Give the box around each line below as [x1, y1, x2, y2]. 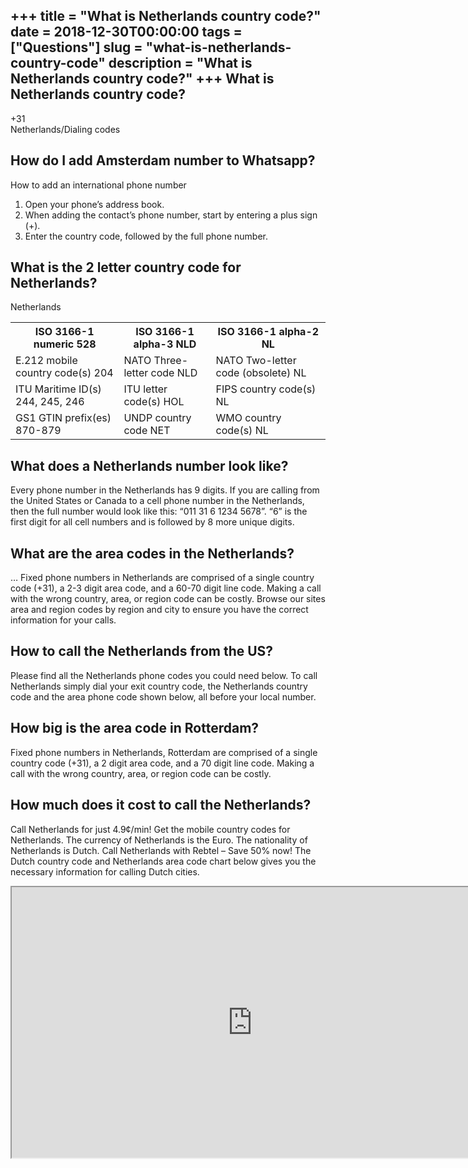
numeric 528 [33, 337, 97, 351]
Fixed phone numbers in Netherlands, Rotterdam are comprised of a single [10, 746, 318, 758]
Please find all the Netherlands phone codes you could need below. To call [10, 669, 318, 681]
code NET [123, 424, 171, 438]
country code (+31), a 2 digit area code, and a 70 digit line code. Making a [10, 757, 315, 769]
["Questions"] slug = [10, 39, 143, 56]
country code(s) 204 [15, 366, 114, 380]
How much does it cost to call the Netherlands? [10, 797, 312, 814]
